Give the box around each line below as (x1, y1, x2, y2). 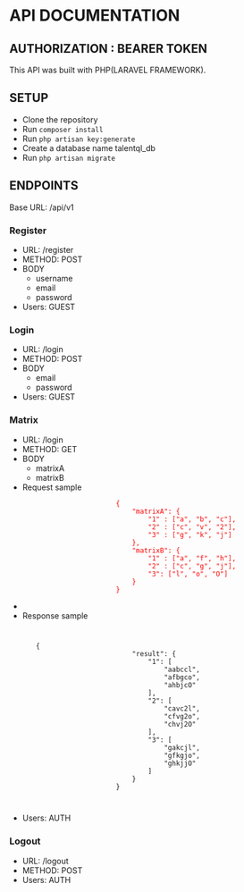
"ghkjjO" (164, 759, 197, 769)
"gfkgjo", (164, 752, 201, 761)
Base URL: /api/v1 (9, 202, 74, 213)
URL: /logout (21, 855, 69, 866)
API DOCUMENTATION (9, 5, 181, 26)
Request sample (21, 482, 82, 492)
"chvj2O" (164, 720, 197, 729)
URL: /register (21, 244, 74, 255)
